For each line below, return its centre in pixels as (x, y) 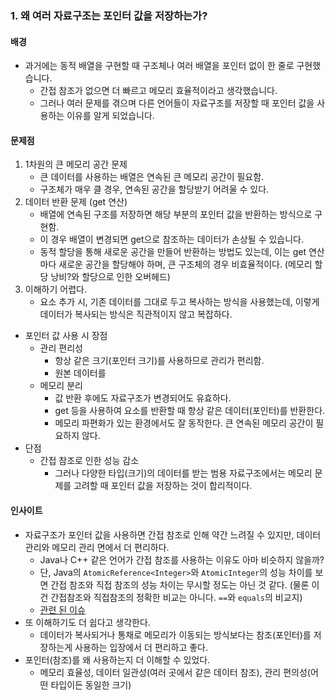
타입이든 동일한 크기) (91, 684)
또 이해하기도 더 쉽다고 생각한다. (87, 622)
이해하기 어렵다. (55, 289)
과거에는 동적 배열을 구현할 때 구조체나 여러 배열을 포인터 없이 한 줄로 (159, 66)
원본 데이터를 (80, 373)
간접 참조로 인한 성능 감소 (89, 461)
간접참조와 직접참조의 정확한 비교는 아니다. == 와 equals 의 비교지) (176, 597)
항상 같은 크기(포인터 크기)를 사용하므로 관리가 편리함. (159, 361)
